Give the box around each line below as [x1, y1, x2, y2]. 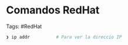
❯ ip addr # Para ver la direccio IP [6, 34, 122, 40]
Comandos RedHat [6, 4, 100, 17]
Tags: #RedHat [6, 23, 42, 30]
